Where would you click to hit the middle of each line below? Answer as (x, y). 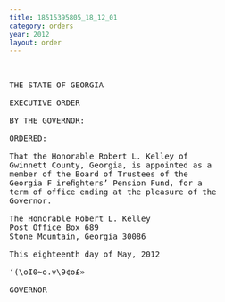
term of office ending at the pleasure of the (113, 192)
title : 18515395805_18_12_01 (63, 17)
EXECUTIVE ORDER (45, 103)
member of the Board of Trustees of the (99, 174)
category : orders (42, 26)
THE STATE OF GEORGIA (57, 85)
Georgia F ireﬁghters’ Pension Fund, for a (106, 183)
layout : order (36, 42)
